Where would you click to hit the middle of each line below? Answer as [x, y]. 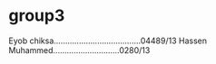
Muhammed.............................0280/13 [79, 50]
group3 [37, 16]
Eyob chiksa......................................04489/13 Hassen [108, 41]
